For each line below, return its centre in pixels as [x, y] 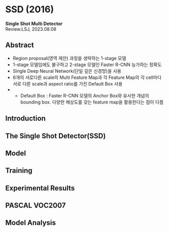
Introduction [26, 119]
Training [19, 171]
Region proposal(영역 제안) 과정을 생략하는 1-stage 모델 [69, 58]
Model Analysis [31, 223]
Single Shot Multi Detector [34, 24]
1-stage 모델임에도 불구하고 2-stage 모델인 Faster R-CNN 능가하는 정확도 [87, 65]
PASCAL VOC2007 [36, 206]
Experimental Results [40, 188]
